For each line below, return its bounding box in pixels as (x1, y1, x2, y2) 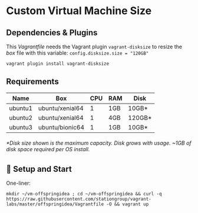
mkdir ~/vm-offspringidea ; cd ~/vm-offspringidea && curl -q (6, 191, 162, 197)
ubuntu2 (9, 114, 33, 122)
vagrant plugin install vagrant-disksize (6, 61, 110, 66)
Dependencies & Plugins (6, 28, 98, 38)
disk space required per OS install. (6, 146, 90, 153)
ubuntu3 (9, 123, 33, 131)
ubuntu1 (9, 104, 33, 112)
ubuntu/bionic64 (38, 123, 84, 131)
